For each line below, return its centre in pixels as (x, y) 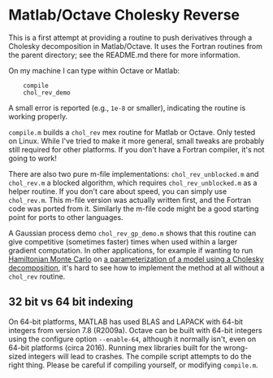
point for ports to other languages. (66, 217)
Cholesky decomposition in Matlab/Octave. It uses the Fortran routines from (135, 46)
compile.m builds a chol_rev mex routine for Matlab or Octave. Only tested (132, 132)
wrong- (236, 347)
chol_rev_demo (47, 92)
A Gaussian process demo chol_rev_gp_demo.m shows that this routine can (132, 233)
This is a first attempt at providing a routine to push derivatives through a (130, 37)
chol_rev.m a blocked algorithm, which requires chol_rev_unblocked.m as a (133, 182)
